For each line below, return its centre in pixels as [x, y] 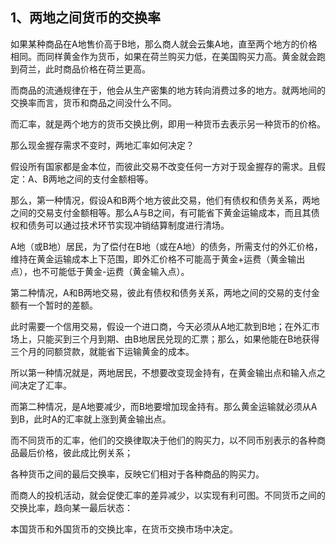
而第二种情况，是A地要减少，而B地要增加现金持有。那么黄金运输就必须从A [164, 406]
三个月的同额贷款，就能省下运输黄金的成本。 [102, 351]
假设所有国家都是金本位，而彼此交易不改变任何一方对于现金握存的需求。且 [163, 166]
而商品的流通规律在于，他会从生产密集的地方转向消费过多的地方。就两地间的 [168, 90]
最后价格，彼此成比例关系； [75, 452]
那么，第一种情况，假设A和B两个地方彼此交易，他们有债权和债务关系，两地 [165, 200]
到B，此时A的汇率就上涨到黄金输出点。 [91, 419]
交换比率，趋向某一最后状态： [71, 507]
